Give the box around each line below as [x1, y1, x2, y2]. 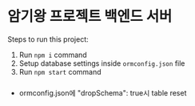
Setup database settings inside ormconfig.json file [18, 58, 185, 68]
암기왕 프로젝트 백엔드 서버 [7, 7, 173, 26]
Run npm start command [18, 67, 101, 76]
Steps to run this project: [7, 34, 89, 44]
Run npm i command [18, 50, 87, 59]
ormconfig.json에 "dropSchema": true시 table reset [18, 88, 187, 97]
